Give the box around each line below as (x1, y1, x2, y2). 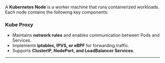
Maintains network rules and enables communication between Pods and (12, 32, 160, 38)
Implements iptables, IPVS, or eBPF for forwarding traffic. (12, 43, 130, 48)
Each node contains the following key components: (5, 9, 109, 15)
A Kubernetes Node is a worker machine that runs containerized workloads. (5, 4, 160, 10)
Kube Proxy (5, 21, 33, 28)
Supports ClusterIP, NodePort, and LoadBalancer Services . (12, 48, 135, 54)
